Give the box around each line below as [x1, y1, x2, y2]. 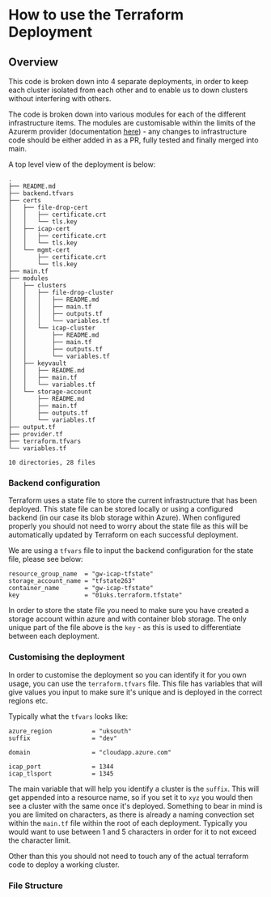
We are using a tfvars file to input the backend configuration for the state [8, 546, 254, 555]
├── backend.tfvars [8, 189, 74, 198]
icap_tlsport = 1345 [8, 769, 114, 778]
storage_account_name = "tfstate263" [8, 577, 136, 585]
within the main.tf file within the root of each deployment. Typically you [8, 818, 248, 827]
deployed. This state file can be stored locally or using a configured [8, 504, 234, 514]
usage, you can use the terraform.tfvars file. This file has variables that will [8, 678, 263, 688]
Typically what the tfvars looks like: [8, 711, 129, 721]
